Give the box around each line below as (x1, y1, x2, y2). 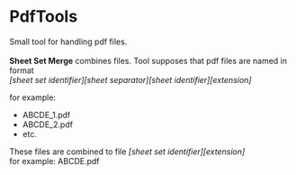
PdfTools (9, 6, 78, 27)
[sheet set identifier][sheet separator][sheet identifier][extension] (9, 74, 252, 85)
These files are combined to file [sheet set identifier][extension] (9, 146, 246, 157)
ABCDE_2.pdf (22, 119, 74, 130)
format (9, 65, 34, 76)
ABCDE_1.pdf (22, 109, 71, 120)
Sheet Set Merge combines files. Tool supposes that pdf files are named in (9, 55, 288, 66)
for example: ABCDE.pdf (9, 155, 101, 166)
